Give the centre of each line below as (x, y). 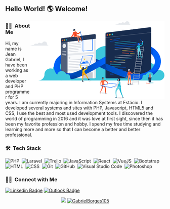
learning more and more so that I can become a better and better (73, 129)
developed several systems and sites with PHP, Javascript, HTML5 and (79, 108)
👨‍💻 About (18, 26)
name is (13, 49)
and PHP (14, 86)
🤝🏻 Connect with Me (31, 179)
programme (17, 92)
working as (17, 70)
